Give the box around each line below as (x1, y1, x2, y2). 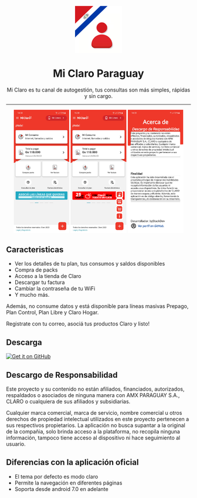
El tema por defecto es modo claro (14, 473, 98, 480)
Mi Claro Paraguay (52, 67, 145, 80)
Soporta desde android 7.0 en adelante (14, 485, 108, 492)
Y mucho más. (14, 292, 50, 299)
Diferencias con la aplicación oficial (6, 458, 139, 467)
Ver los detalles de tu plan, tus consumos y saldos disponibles (14, 260, 165, 267)
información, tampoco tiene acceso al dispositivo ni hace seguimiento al (6, 434, 181, 441)
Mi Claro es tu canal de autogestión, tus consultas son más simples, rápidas (6, 86, 191, 93)
